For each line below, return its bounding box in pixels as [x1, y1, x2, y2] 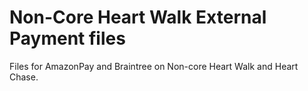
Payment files [9, 27, 126, 50]
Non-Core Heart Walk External [9, 6, 267, 29]
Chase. [9, 71, 39, 83]
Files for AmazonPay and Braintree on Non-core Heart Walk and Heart [9, 60, 299, 72]
